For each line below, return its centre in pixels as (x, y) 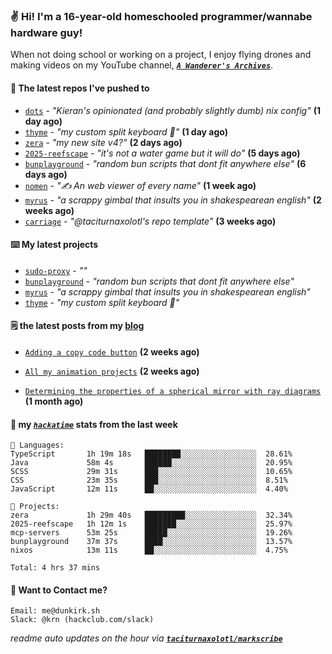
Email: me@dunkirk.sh (55, 611)
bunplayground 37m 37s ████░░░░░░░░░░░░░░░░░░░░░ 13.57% (151, 542)
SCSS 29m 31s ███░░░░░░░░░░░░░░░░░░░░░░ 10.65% (151, 472)
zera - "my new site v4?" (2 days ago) (103, 142)
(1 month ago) (54, 401)
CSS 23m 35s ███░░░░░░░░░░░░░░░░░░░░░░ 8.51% (149, 480)
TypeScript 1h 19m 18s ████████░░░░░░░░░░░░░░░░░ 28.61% (151, 454)
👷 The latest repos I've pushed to (80, 88)
